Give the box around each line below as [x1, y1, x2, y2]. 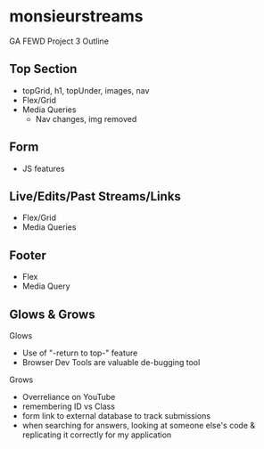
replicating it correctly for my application [21, 429, 172, 440]
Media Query [21, 281, 70, 291]
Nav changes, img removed [35, 113, 137, 124]
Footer [9, 248, 47, 263]
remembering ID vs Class [21, 401, 116, 412]
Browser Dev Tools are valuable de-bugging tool [21, 357, 201, 367]
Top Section [9, 61, 78, 77]
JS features [21, 163, 65, 174]
